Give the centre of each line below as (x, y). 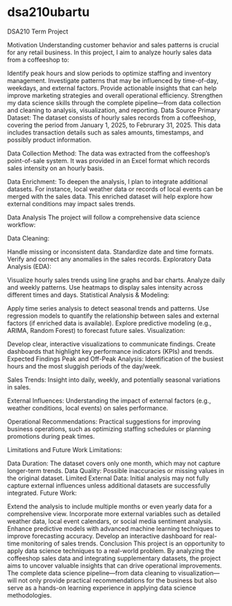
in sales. (19, 387)
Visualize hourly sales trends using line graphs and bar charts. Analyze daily (116, 280)
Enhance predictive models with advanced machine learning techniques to (114, 528)
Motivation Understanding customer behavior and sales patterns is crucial (113, 45)
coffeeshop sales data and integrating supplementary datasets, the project (114, 558)
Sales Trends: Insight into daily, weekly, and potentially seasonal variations (114, 380)
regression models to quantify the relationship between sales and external (113, 316)
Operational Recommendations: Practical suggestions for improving (104, 421)
